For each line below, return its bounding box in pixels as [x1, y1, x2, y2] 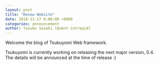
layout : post [5, 7, 33, 12]
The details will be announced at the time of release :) [5, 54, 116, 60]
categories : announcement [5, 21, 59, 26]
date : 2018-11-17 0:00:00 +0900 [5, 16, 73, 21]
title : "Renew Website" [5, 12, 55, 17]
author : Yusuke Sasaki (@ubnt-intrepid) [5, 26, 91, 31]
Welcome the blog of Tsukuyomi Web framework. [5, 39, 108, 45]
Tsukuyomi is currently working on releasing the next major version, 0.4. [5, 49, 154, 55]
